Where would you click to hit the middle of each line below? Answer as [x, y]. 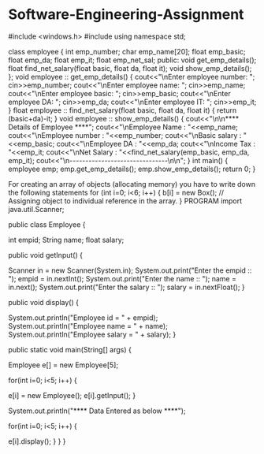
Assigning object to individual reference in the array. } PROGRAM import [125, 201]
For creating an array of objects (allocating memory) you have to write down [132, 184]
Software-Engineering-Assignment [126, 15]
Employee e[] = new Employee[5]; [63, 365]
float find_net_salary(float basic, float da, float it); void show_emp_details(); [130, 68]
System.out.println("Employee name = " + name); [88, 326]
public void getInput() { [45, 255]
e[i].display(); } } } [37, 441]
